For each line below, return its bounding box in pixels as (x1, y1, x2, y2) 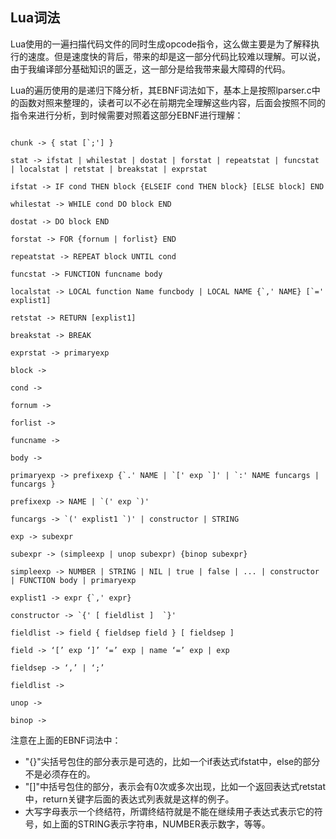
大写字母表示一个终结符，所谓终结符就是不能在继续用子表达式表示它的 (24, 805, 315, 817)
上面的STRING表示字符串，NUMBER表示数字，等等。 (51, 818, 271, 830)
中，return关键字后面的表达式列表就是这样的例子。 (24, 793, 235, 805)
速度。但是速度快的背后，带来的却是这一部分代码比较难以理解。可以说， (27, 50, 326, 62)
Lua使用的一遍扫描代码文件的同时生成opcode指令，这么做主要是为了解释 (10, 38, 312, 50)
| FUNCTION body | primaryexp (10, 575, 137, 585)
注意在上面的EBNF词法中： (10, 734, 122, 746)
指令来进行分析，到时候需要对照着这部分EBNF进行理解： (10, 109, 244, 121)
